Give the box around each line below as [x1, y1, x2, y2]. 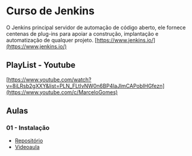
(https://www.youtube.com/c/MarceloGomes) [6, 88, 118, 96]
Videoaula [14, 143, 40, 151]
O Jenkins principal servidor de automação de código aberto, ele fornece [6, 24, 186, 31]
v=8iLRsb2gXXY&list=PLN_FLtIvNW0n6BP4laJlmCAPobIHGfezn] [6, 82, 165, 89]
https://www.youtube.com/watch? [8, 76, 92, 83]
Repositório [14, 137, 43, 144]
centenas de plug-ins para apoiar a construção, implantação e [6, 30, 159, 37]
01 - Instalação [6, 124, 50, 132]
